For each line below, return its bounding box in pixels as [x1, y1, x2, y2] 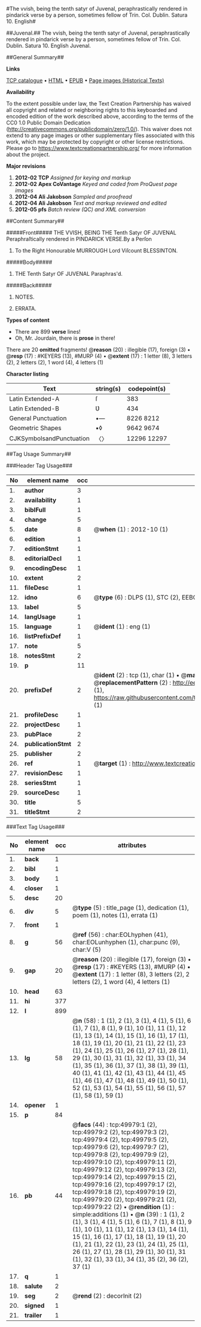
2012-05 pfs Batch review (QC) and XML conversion [14, 206, 146, 213]
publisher [25, 750, 53, 757]
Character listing [6, 370, 49, 378]
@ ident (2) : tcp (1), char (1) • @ [93, 671, 187, 679]
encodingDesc [25, 564, 67, 572]
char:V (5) [72, 945, 102, 954]
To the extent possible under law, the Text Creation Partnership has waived [6, 100, 191, 107]
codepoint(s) [127, 385, 166, 392]
